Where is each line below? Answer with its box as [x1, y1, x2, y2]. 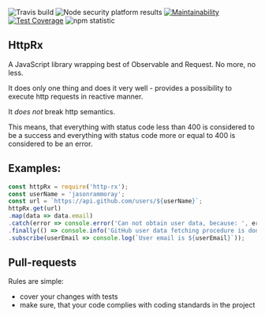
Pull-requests [8, 256, 77, 270]
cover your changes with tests [19, 292, 118, 301]
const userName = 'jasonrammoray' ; [8, 190, 125, 198]
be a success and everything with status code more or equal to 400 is [8, 130, 236, 140]
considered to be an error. [8, 139, 93, 148]
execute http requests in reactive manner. [8, 91, 144, 101]
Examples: [8, 162, 62, 175]
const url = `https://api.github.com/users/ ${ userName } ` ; [8, 197, 203, 205]
